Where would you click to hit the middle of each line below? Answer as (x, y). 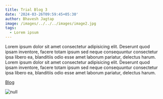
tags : (11, 28)
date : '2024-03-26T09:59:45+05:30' (42, 14)
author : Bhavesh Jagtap (30, 19)
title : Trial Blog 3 (27, 10)
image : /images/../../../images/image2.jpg (51, 23)
